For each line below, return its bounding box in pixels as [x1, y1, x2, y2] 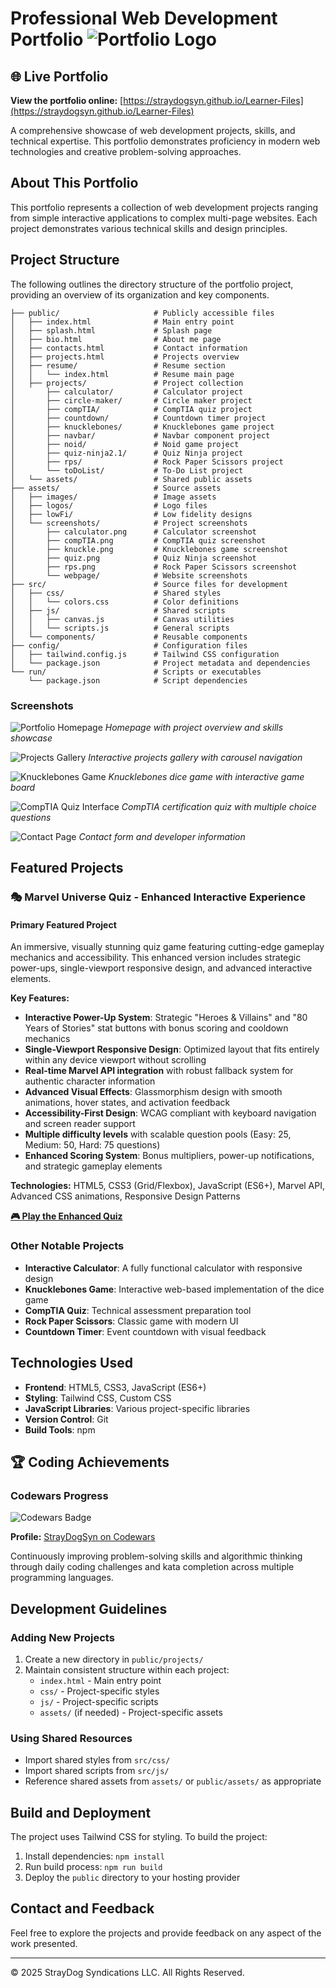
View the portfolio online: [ [10, 95, 124, 106]
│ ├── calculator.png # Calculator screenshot [10, 527, 257, 537]
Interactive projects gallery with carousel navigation [88, 751, 303, 763]
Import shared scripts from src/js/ [24, 1765, 170, 1777]
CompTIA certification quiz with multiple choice [121, 800, 317, 812]
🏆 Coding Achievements [10, 1453, 170, 1471]
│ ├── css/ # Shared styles [10, 588, 222, 598]
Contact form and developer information [78, 830, 246, 842]
